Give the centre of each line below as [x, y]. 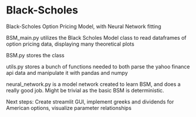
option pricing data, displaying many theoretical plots [70, 44]
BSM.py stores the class [35, 55]
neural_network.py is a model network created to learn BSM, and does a [93, 84]
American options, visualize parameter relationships [69, 108]
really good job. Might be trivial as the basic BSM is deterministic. [85, 90]
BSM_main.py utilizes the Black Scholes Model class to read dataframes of [96, 37]
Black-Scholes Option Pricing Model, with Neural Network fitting [84, 26]
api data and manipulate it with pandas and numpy [67, 73]
